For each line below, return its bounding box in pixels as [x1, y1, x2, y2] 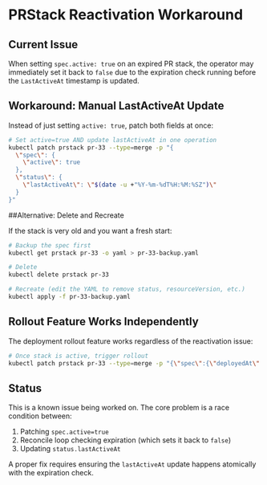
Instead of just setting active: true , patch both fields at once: [8, 120, 214, 130]
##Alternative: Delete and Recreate [8, 210, 124, 220]
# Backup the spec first [8, 241, 91, 250]
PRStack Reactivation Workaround [8, 6, 243, 24]
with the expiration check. [8, 468, 94, 478]
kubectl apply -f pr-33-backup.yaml [8, 293, 131, 301]
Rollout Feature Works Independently [8, 315, 199, 328]
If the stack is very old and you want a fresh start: [8, 226, 172, 235]
